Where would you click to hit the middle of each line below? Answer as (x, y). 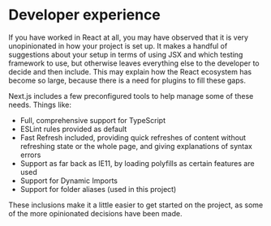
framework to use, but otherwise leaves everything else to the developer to (134, 63)
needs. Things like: (40, 104)
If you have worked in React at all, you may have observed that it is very (129, 37)
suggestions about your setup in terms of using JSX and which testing (126, 54)
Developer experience (84, 15)
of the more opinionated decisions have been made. (95, 213)
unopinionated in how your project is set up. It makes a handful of (118, 45)
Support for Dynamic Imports (69, 181)
